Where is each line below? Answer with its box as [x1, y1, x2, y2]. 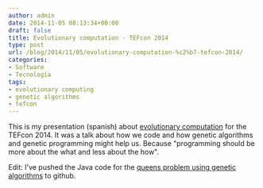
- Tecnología [8, 71, 52, 79]
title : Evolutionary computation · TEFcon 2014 [8, 33, 169, 42]
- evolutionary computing [8, 85, 94, 94]
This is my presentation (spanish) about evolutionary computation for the [8, 122, 247, 132]
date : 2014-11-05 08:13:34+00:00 [8, 19, 119, 27]
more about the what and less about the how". [8, 148, 160, 157]
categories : [8, 56, 48, 64]
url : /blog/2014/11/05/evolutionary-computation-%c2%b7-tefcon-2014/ [8, 48, 244, 56]
